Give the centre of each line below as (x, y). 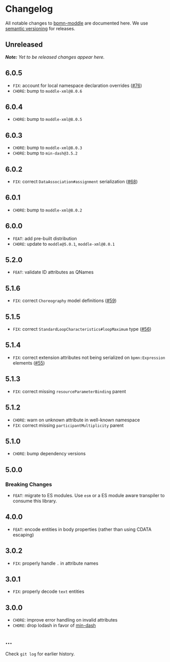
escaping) (23, 535)
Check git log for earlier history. (40, 654)
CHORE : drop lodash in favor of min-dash (54, 626)
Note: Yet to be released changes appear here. (55, 57)
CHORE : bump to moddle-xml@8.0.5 (47, 119)
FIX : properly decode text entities (48, 591)
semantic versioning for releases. (40, 28)
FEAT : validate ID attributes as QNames (53, 272)
